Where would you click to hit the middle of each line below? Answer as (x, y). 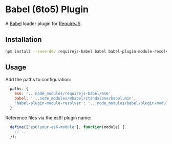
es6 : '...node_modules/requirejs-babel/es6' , (64, 94)
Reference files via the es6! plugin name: (48, 117)
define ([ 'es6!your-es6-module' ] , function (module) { (67, 127)
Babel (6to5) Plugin (47, 9)
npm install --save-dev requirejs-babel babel (56, 51)
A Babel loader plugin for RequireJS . (44, 23)
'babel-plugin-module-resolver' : (50, 103)
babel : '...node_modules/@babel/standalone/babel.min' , (76, 99)
